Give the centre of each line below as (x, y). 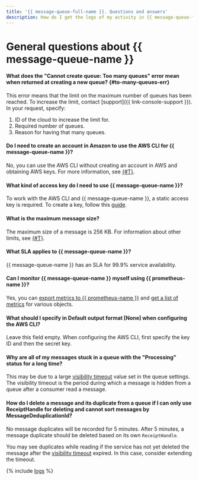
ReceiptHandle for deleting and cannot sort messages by (78, 409)
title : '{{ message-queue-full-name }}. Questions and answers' (87, 12)
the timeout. (21, 459)
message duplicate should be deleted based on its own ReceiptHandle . (92, 435)
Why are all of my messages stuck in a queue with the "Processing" (91, 357)
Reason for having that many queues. (60, 132)
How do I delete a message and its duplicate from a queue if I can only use (99, 403)
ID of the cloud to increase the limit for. (62, 119)
